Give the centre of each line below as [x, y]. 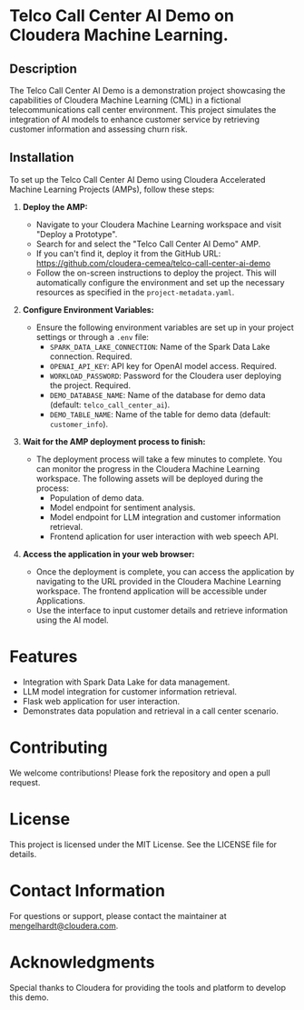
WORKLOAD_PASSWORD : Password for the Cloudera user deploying [166, 375]
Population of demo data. [97, 497]
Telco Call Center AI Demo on [122, 16]
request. [25, 782]
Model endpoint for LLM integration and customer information [165, 517]
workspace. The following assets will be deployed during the [149, 478]
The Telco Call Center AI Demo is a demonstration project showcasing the [147, 90]
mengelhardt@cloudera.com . [64, 925]
